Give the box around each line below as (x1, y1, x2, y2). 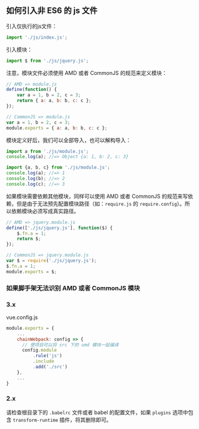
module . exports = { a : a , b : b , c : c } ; (6, 125, 108, 131)
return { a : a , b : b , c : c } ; (17, 97, 92, 104)
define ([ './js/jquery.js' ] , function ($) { (6, 225, 113, 231)
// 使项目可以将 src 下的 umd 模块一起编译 (21, 342, 119, 348)
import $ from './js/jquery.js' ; (6, 58, 89, 64)
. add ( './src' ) (32, 364, 68, 370)
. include (32, 358, 55, 364)
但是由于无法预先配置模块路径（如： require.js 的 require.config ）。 (16, 200, 185, 207)
